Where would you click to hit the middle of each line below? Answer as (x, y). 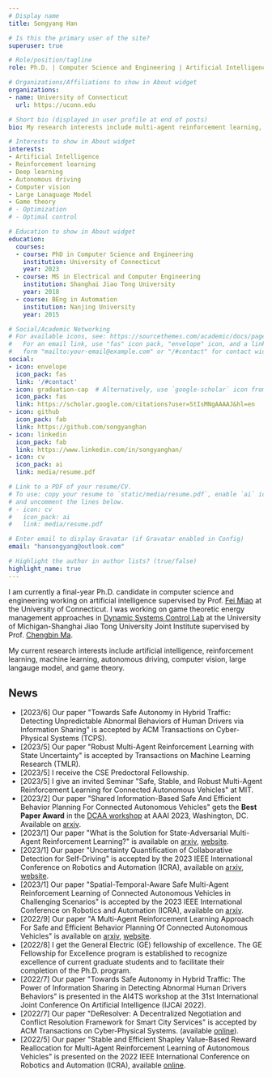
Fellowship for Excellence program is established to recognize (123, 953)
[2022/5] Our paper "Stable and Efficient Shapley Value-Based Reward (138, 1040)
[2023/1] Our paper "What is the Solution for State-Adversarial (124, 833)
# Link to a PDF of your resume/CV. (70, 487)
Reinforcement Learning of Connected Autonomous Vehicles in (125, 893)
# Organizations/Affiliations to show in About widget (103, 83)
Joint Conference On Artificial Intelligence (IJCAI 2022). (113, 1005)
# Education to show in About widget (72, 232)
